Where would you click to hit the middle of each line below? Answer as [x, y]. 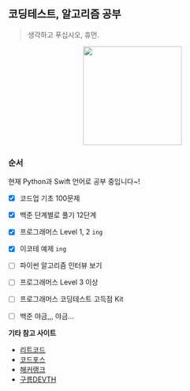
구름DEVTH [38, 379]
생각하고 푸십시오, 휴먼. [63, 35]
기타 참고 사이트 [32, 333]
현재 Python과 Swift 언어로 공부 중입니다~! [74, 182]
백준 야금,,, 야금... [47, 316]
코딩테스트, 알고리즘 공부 [65, 14]
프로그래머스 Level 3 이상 [59, 282]
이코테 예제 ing [43, 249]
